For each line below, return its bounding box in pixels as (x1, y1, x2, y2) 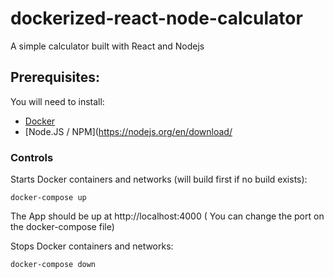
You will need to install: (10, 95, 105, 107)
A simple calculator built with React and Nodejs (10, 40, 205, 52)
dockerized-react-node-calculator (10, 7, 303, 30)
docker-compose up (10, 193, 87, 203)
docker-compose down (10, 260, 97, 270)
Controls (10, 150, 54, 164)
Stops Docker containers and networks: (10, 240, 174, 252)
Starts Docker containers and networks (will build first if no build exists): (10, 173, 308, 186)
